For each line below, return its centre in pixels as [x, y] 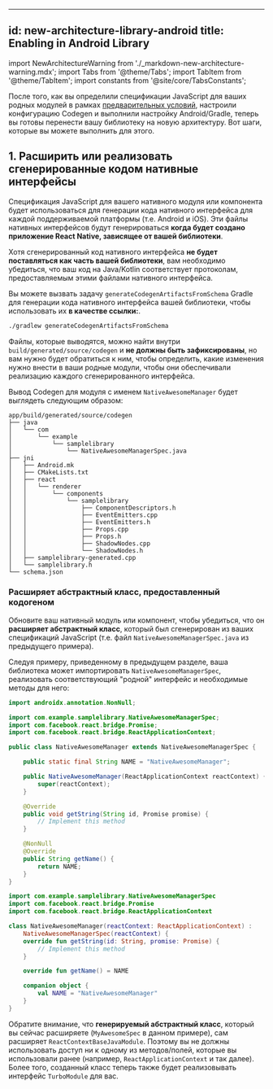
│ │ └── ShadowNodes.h [76, 550]
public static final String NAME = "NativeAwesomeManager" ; [127, 762]
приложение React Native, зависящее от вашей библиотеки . [116, 236]
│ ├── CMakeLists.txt [49, 472]
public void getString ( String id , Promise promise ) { [116, 814]
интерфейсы [43, 182]
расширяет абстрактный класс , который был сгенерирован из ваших [131, 628]
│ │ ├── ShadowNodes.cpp [80, 543]
